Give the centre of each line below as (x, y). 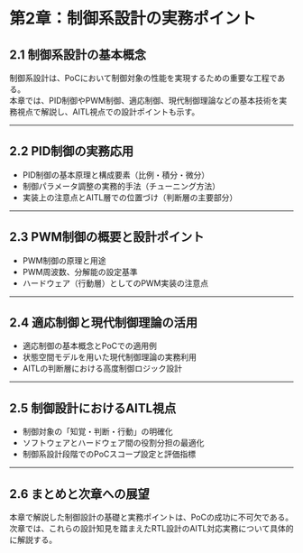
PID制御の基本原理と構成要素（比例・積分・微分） (116, 175)
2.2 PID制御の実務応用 (72, 151)
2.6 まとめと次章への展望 (80, 494)
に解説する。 (33, 540)
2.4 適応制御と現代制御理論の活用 (104, 323)
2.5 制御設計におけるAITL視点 (93, 408)
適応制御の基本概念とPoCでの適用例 (90, 346)
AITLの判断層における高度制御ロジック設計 (102, 369)
